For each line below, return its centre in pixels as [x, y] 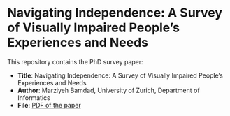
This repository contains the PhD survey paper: [75, 61]
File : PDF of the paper [49, 105]
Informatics [34, 97]
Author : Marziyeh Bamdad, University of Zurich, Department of [109, 90]
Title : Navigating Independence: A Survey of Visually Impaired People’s [120, 75]
